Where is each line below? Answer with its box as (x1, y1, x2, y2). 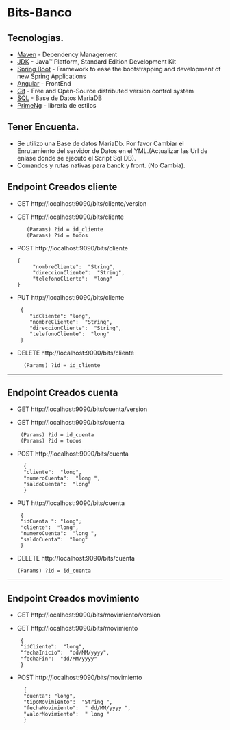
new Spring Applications (16, 72, 87, 80)
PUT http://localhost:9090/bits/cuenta (16, 499, 125, 507)
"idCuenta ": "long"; (20, 518, 82, 526)
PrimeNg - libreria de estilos (16, 102, 97, 109)
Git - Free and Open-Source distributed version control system (16, 87, 194, 95)
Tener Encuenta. (7, 121, 79, 133)
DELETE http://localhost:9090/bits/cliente (16, 349, 135, 357)
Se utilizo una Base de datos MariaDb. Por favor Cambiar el (16, 139, 184, 148)
